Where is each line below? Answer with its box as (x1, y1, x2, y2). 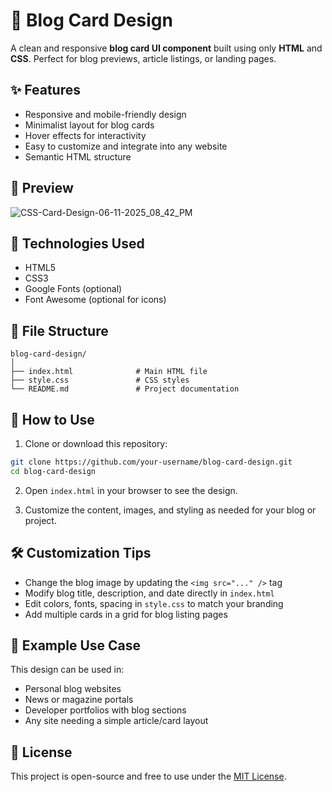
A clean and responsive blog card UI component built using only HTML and (10, 42, 323, 54)
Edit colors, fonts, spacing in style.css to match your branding (24, 597, 284, 609)
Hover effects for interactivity (24, 129, 147, 141)
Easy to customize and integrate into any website (24, 140, 228, 152)
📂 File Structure (10, 322, 109, 339)
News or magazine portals (24, 694, 134, 706)
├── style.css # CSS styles (10, 375, 190, 386)
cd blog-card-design (10, 466, 97, 476)
